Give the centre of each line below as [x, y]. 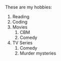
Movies [20, 27]
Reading [21, 16]
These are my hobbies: [29, 7]
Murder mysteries [38, 53]
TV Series [22, 43]
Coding [20, 22]
